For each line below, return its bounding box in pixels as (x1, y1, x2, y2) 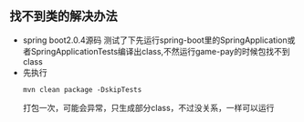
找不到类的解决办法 (9, 8, 118, 25)
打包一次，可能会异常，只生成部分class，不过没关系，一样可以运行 (22, 102, 275, 113)
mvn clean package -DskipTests (22, 85, 142, 94)
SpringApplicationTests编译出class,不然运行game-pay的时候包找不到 (30, 46, 290, 56)
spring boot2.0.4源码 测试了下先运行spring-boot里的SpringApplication (22, 35, 288, 46)
